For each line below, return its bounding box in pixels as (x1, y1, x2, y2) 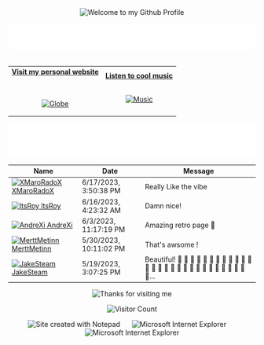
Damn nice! (145, 201, 182, 211)
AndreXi (46, 220, 73, 230)
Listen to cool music (105, 71, 174, 81)
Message (183, 167, 214, 176)
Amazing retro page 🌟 (145, 220, 216, 230)
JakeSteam (11, 267, 49, 277)
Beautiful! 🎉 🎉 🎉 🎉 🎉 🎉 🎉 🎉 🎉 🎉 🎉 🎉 (145, 255, 253, 264)
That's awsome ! (145, 240, 199, 249)
